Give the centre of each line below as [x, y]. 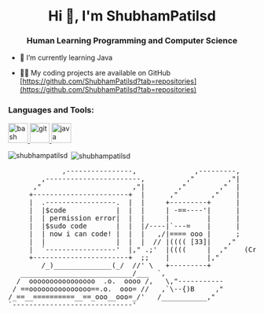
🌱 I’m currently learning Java [66, 57]
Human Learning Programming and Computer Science [132, 41]
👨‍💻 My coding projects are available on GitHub [95, 73]
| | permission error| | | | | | [135, 218]
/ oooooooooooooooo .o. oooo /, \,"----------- [120, 281]
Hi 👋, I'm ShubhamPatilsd [132, 16]
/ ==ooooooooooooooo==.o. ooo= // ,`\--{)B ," [118, 289]
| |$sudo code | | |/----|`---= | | [135, 226]
